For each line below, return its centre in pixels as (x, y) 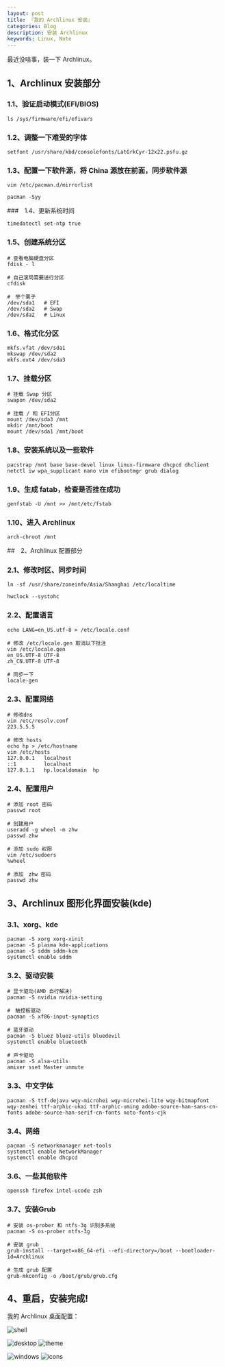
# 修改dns (20, 715)
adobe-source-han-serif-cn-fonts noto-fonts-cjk (96, 1113)
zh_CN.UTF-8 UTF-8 (33, 661)
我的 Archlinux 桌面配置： (43, 1316)
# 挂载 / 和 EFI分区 (34, 414)
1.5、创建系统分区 (37, 242)
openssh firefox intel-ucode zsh (55, 1191)
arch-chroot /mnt (32, 537)
